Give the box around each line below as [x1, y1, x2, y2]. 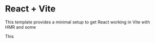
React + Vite [5, 3, 56, 14]
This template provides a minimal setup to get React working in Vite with [5, 19, 150, 25]
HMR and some [5, 24, 36, 30]
